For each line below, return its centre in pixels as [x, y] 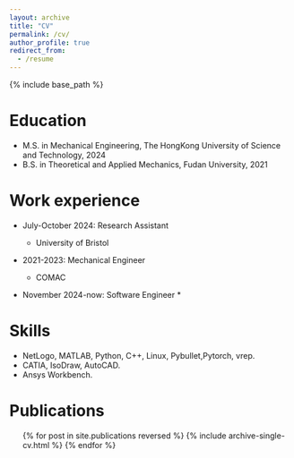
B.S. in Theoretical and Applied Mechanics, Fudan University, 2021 [145, 164]
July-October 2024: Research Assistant [95, 225]
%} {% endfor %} [84, 445]
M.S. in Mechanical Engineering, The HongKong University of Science [151, 145]
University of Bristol [72, 242]
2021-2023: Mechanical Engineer [84, 259]
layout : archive [39, 17]
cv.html [36, 445]
